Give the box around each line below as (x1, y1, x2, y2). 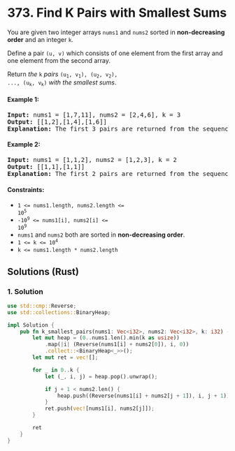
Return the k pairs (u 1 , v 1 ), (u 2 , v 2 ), (7, 70, 117, 80)
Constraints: (7, 185, 45, 193)
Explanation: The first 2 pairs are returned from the (7, 170, 199, 178)
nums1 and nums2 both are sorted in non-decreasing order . (17, 230, 185, 239)
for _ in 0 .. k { (32, 367, 80, 374)
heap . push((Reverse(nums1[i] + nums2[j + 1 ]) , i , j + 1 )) (57, 392, 230, 399)
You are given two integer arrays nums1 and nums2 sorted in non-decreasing (7, 28, 225, 36)
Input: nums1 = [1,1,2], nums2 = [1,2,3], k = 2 (7, 156, 177, 164)
